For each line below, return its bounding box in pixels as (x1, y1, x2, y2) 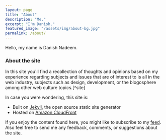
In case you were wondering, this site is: (5, 94, 89, 101)
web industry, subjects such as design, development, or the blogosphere (5, 79, 156, 86)
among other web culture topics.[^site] (5, 85, 86, 91)
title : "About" (5, 12, 37, 17)
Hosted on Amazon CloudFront (12, 109, 77, 116)
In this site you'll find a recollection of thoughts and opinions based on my (5, 68, 158, 75)
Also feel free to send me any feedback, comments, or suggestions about (5, 124, 157, 131)
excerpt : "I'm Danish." (5, 21, 55, 27)
